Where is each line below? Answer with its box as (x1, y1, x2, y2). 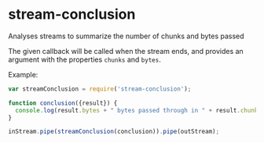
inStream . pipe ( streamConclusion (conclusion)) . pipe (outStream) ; (8, 127, 220, 136)
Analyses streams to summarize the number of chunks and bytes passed (8, 31, 245, 41)
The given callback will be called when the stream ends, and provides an (8, 46, 244, 55)
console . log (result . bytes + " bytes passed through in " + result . (15, 106, 241, 114)
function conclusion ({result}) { (8, 99, 118, 107)
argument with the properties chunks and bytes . (8, 55, 161, 64)
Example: (8, 70, 38, 79)
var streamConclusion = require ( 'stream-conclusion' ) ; (8, 84, 192, 93)
